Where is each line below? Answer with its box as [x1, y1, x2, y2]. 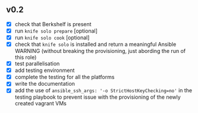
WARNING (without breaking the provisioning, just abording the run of [14, 48, 186, 55]
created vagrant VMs [14, 100, 67, 107]
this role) [14, 54, 37, 61]
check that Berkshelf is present [14, 20, 92, 27]
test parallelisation [14, 60, 60, 67]
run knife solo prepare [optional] [14, 27, 98, 34]
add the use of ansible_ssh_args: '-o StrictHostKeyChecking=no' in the [14, 87, 192, 94]
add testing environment [14, 67, 75, 74]
